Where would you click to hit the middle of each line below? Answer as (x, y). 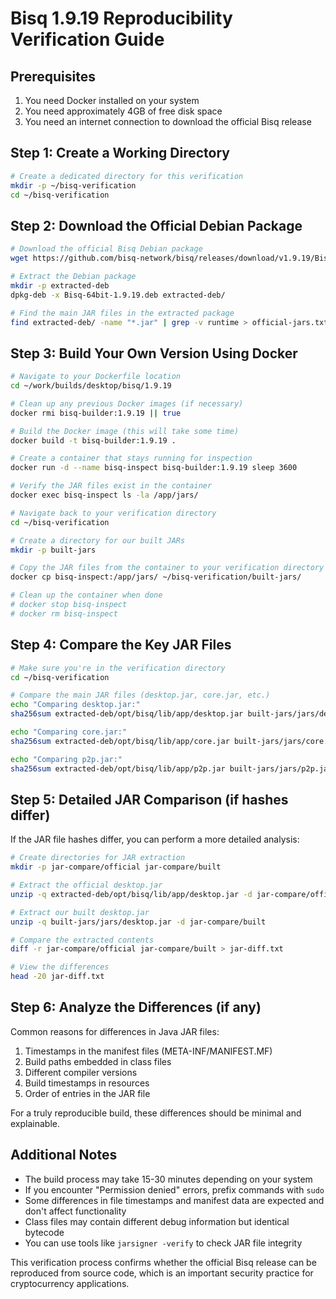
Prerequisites (53, 76)
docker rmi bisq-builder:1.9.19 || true (96, 413)
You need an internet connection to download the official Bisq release (168, 121)
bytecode (44, 1232)
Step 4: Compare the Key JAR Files (121, 645)
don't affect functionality (75, 1211)
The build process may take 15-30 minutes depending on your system (168, 1179)
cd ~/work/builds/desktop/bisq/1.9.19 (91, 386)
